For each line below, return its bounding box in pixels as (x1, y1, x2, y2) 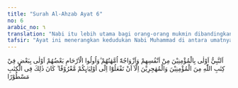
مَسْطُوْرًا (7, 72, 30, 81)
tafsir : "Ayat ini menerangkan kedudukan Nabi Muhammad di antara (7, 37, 208, 44)
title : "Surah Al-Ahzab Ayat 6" (7, 10, 103, 18)
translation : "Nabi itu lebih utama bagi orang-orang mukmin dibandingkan (7, 30, 233, 38)
